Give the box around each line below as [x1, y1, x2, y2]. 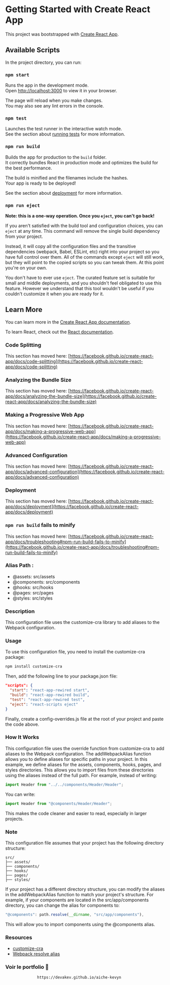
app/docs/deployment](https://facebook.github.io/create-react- [5, 504, 139, 510]
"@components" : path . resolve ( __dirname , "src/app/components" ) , [5, 912, 144, 917]
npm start [5, 72, 29, 78]
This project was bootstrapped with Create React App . [5, 31, 119, 37]
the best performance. [5, 165, 52, 171]
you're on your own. [5, 265, 47, 271]
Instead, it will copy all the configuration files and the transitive [5, 243, 136, 249]
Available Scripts [5, 46, 60, 54]
